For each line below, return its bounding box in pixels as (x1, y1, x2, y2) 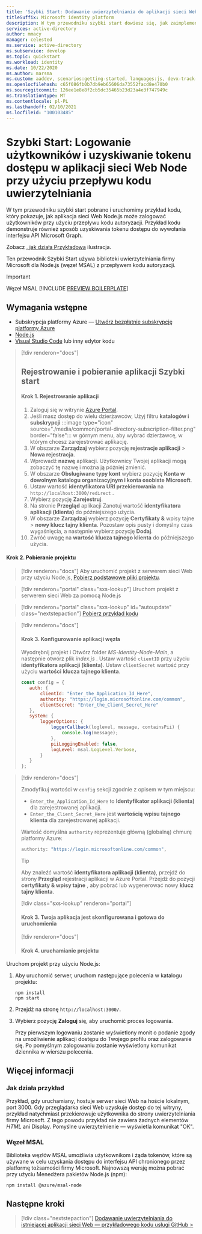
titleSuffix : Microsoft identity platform (6, 14, 114, 20)
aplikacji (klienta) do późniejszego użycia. (29, 508, 136, 515)
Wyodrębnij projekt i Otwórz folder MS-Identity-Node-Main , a (20, 649, 174, 656)
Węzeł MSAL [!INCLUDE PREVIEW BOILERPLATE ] (6, 285, 129, 292)
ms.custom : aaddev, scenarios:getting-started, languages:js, (6, 76, 165, 82)
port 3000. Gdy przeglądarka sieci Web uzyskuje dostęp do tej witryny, (6, 1104, 183, 1111)
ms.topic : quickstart (6, 54, 61, 60)
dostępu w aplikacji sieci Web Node (6, 161, 188, 174)
